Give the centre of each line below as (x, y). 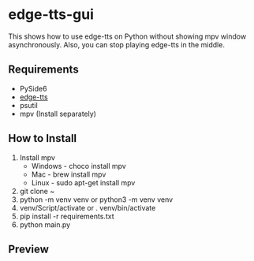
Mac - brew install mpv (69, 174)
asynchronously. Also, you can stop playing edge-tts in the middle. (116, 44)
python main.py (45, 224)
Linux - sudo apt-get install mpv (83, 182)
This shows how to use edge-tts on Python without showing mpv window (127, 36)
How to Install (43, 138)
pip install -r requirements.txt (67, 216)
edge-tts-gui (51, 15)
